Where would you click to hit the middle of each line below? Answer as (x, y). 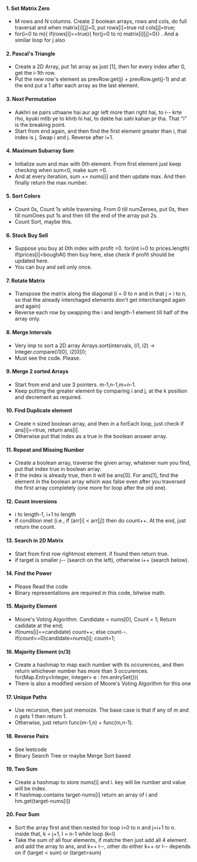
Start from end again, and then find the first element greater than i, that (101, 131)
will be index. (31, 788)
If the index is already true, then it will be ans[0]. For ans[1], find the (96, 475)
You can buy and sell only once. (53, 267)
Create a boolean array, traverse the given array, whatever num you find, (103, 463)
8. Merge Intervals (29, 333)
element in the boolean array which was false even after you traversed (100, 482)
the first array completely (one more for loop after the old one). (91, 488)
